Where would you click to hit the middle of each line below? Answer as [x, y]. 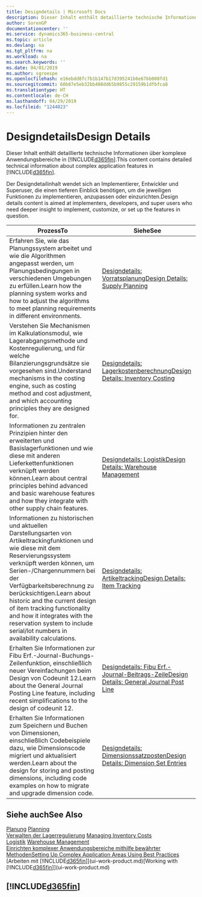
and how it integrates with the [51, 616]
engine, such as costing [43, 386]
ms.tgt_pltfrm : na [29, 51]
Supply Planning [125, 286]
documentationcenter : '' [37, 29]
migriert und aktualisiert [43, 756]
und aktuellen [29, 525]
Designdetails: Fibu [129, 667]
